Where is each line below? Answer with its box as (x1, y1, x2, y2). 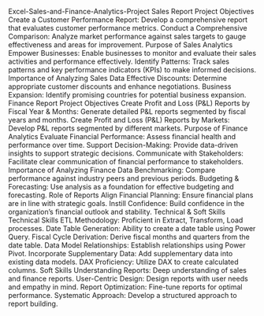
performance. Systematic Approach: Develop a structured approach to (8, 291, 238, 299)
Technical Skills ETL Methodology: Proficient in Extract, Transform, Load (8, 215, 244, 225)
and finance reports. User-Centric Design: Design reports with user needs (8, 274, 248, 283)
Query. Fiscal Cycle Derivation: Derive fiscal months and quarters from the (8, 232, 250, 241)
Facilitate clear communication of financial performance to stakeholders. (8, 157, 244, 166)
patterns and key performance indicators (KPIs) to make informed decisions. (8, 65, 257, 74)
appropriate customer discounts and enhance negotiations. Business (8, 82, 232, 91)
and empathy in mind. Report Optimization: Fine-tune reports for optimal (8, 282, 243, 292)
